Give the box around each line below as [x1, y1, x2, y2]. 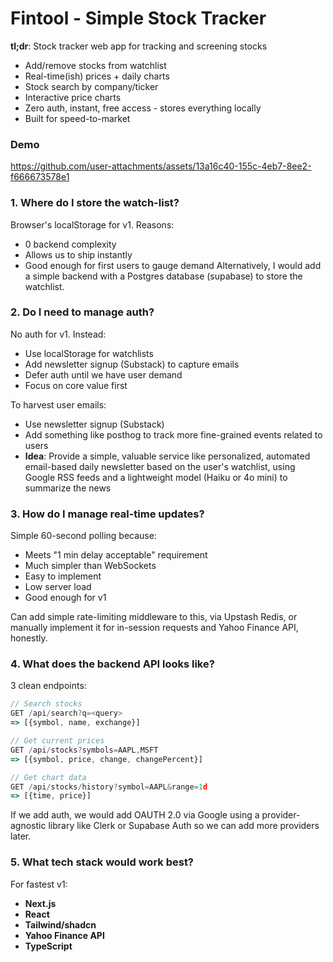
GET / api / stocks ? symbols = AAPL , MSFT [10, 745, 159, 755]
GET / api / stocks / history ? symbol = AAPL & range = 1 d [10, 782, 208, 792]
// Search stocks [10, 699, 83, 709]
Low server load [24, 581, 92, 593]
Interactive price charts [24, 91, 122, 103]
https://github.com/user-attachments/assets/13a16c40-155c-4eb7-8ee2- [10, 160, 312, 172]
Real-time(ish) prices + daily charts [24, 70, 170, 82]
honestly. [10, 632, 48, 644]
